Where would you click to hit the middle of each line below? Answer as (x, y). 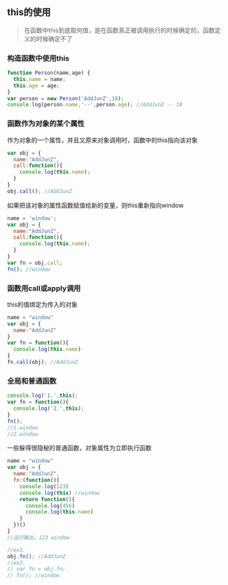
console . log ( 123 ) (44, 486)
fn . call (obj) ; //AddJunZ (43, 363)
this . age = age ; (36, 85)
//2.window (23, 434)
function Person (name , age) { (49, 73)
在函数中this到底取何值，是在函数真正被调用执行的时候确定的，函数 (119, 30)
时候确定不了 (54, 38)
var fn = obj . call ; (35, 263)
